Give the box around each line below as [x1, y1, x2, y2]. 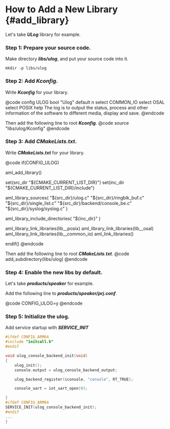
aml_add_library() [5, 169, 42, 175]
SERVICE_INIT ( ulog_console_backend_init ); [5, 405, 97, 410]
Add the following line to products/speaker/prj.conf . [5, 290, 117, 297]
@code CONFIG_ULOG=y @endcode [5, 300, 83, 306]
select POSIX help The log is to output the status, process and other [5, 104, 148, 110]
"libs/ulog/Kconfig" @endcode [5, 125, 70, 131]
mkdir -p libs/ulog [5, 65, 47, 71]
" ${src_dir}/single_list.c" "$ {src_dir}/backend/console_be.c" [5, 200, 132, 206]
